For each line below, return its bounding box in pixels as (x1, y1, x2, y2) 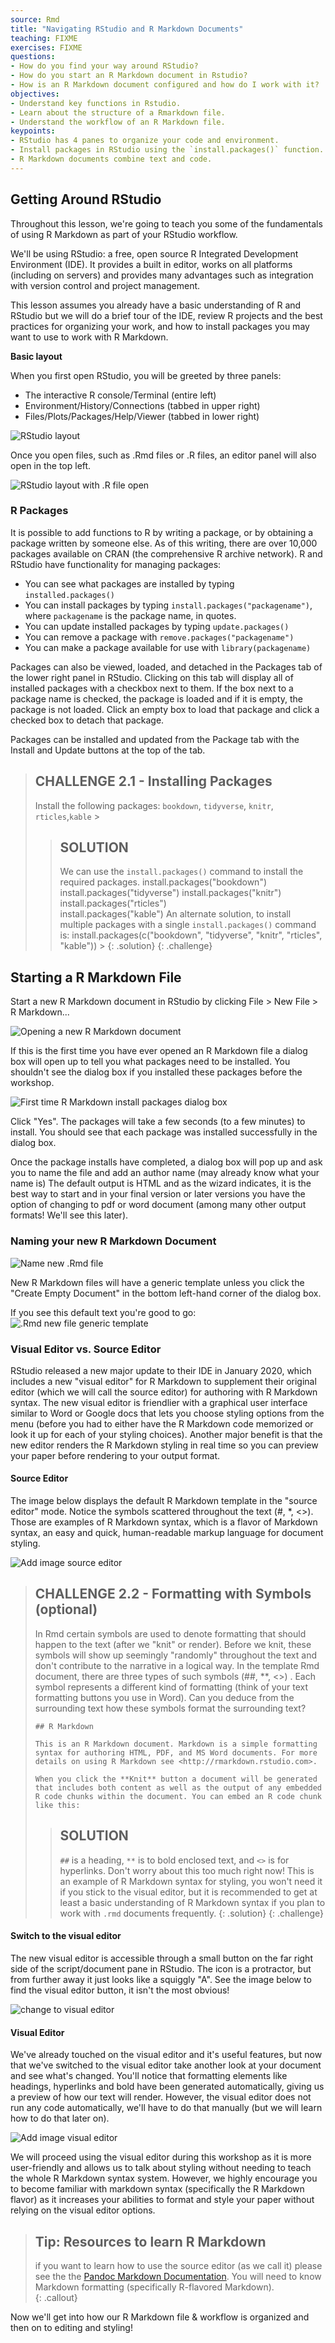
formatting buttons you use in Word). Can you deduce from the (34, 1691, 295, 1703)
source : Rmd (10, 14, 60, 25)
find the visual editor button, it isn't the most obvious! (10, 1984, 230, 1996)
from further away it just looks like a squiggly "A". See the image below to (10, 1973, 312, 1985)
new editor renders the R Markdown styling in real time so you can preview (10, 1439, 319, 1451)
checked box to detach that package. (10, 714, 165, 726)
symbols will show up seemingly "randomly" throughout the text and (34, 1649, 318, 1661)
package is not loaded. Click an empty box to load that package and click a (10, 703, 320, 715)
